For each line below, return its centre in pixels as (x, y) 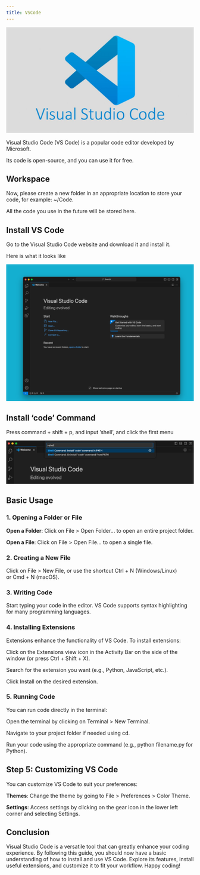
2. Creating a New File (39, 557)
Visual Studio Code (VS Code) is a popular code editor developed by (90, 142)
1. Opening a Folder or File (44, 518)
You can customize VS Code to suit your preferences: (72, 784)
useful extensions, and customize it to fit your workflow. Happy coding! (93, 865)
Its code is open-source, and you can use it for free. (70, 160)
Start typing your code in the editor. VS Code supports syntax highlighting (97, 606)
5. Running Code (31, 697)
